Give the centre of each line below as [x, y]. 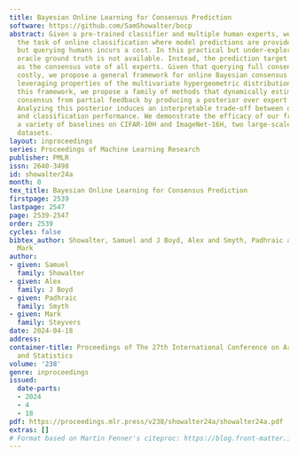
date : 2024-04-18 [41, 331]
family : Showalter [51, 273]
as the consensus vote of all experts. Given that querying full [141, 67]
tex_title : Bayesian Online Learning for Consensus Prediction [129, 191]
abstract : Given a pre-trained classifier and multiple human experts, [144, 34]
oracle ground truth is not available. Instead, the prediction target [153, 59]
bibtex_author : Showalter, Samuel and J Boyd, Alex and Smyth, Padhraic [146, 240]
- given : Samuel [39, 265]
